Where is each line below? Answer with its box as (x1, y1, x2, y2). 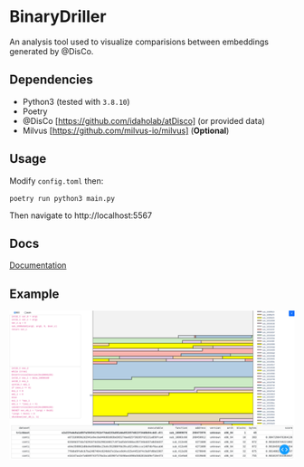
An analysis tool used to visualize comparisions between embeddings (9, 36, 270, 47)
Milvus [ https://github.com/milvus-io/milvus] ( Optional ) (22, 125, 230, 136)
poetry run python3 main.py (9, 194, 116, 203)
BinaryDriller (9, 6, 107, 27)
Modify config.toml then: (9, 175, 104, 186)
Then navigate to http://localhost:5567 (9, 210, 152, 221)
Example (9, 286, 60, 301)
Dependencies (9, 72, 93, 88)
